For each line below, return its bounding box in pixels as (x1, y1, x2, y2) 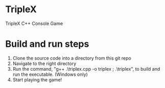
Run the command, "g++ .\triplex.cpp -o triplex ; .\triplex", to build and (12, 66, 160, 72)
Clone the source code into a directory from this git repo (12, 55, 131, 61)
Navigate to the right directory (12, 60, 77, 67)
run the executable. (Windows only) (12, 71, 88, 77)
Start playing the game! (12, 76, 62, 82)
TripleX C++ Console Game (5, 20, 63, 26)
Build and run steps (5, 38, 89, 50)
